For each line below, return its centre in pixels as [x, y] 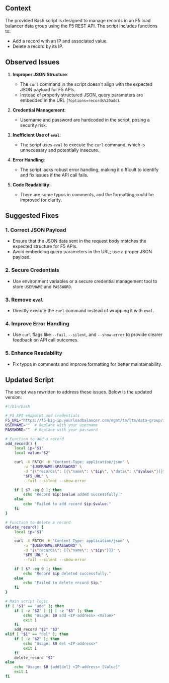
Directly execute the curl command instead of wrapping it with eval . [83, 310]
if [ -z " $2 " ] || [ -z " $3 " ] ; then [54, 611]
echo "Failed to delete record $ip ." [63, 583]
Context [18, 8]
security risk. [33, 125]
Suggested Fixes [32, 216]
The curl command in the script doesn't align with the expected [86, 84]
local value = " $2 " [32, 453]
